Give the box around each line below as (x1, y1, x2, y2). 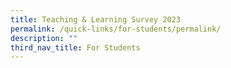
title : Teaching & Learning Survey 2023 (10, 14, 182, 25)
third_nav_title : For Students (10, 42, 141, 53)
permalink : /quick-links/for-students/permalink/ (10, 24, 222, 34)
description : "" (10, 33, 78, 43)
